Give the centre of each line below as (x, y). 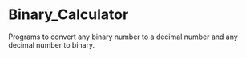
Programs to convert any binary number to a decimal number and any (123, 37)
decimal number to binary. (51, 44)
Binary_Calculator (69, 15)
